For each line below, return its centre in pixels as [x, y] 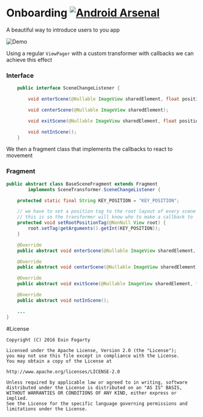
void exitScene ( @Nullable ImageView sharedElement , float [102, 121]
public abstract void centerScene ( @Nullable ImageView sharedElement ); [109, 267]
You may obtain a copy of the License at [59, 361]
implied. [17, 398]
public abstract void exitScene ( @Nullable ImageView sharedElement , [105, 284]
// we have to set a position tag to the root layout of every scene [107, 212]
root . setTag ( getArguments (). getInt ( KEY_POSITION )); [95, 229]
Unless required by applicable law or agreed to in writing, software [97, 382]
